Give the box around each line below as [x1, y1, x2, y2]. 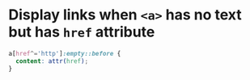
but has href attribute [8, 23, 155, 41]
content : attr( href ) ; [15, 57, 89, 65]
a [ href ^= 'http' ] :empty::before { [8, 49, 121, 57]
